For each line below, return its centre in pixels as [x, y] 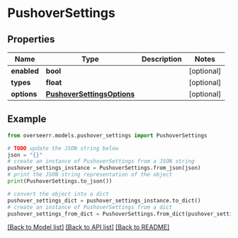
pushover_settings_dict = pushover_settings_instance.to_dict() [104, 200]
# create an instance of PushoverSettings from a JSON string [101, 161]
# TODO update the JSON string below [63, 148]
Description [161, 59]
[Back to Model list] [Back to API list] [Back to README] [89, 227]
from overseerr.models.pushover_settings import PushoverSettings [107, 135]
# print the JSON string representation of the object [90, 175]
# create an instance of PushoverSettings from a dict [90, 207]
